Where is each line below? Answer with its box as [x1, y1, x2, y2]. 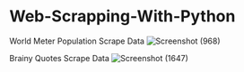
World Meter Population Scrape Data [9, 36, 145, 46]
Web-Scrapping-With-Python [9, 6, 236, 27]
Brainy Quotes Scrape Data [9, 52, 110, 63]
